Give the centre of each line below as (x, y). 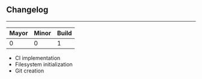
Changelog (27, 10)
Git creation (29, 71)
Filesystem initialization (44, 64)
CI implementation (38, 58)
